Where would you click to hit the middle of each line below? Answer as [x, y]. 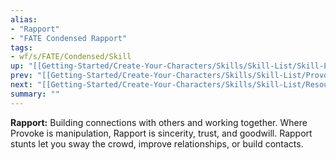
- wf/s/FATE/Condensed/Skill [71, 57]
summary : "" [35, 94]
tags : [21, 47]
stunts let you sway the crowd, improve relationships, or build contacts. [157, 143]
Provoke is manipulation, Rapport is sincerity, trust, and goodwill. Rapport [161, 133]
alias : [24, 19]
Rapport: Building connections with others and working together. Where [159, 122]
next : [21, 85]
